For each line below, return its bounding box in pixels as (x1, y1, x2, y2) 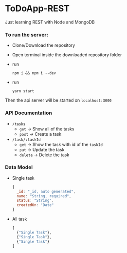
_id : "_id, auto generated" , (17, 189, 76, 194)
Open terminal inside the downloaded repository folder (12, 52, 122, 58)
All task (12, 216, 27, 222)
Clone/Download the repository (12, 42, 75, 48)
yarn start (12, 89, 35, 94)
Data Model (5, 164, 33, 171)
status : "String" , (17, 198, 54, 203)
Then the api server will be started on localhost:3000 (5, 97, 112, 103)
